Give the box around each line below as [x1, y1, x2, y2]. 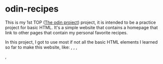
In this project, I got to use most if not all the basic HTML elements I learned [5, 39, 158, 45]
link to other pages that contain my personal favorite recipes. [5, 30, 128, 35]
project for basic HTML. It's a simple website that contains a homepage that [5, 24, 158, 30]
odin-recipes [5, 3, 59, 15]
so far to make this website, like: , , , [5, 44, 77, 50]
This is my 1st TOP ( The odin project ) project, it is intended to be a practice [5, 19, 156, 25]
